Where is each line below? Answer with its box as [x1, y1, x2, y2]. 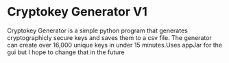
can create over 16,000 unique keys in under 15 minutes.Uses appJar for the [7, 41, 223, 49]
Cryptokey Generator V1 [7, 4, 147, 20]
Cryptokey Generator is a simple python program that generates [7, 26, 189, 35]
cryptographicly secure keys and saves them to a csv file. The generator [7, 33, 213, 41]
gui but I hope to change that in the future [7, 48, 125, 56]
